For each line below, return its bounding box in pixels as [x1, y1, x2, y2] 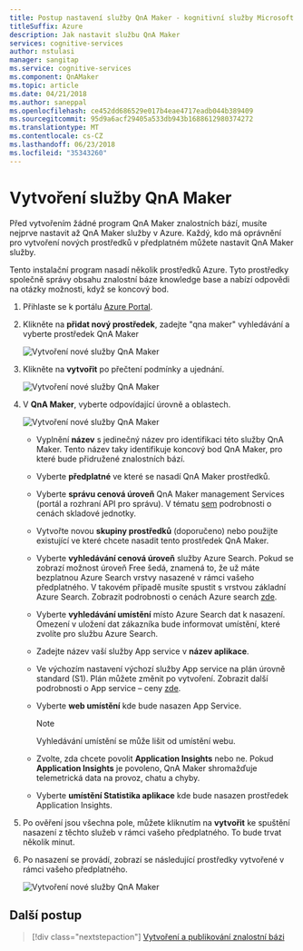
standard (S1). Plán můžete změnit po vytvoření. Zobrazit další [35, 673, 269, 684]
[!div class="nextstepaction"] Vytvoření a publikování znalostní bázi [31, 932, 285, 943]
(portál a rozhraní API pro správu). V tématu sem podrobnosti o [35, 498, 272, 509]
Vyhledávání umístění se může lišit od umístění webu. [35, 735, 236, 746]
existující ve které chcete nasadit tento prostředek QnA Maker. [35, 535, 269, 546]
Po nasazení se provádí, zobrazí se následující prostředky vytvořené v [22, 854, 285, 865]
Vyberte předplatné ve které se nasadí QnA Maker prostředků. [35, 471, 270, 481]
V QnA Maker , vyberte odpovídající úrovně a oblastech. [22, 399, 231, 410]
